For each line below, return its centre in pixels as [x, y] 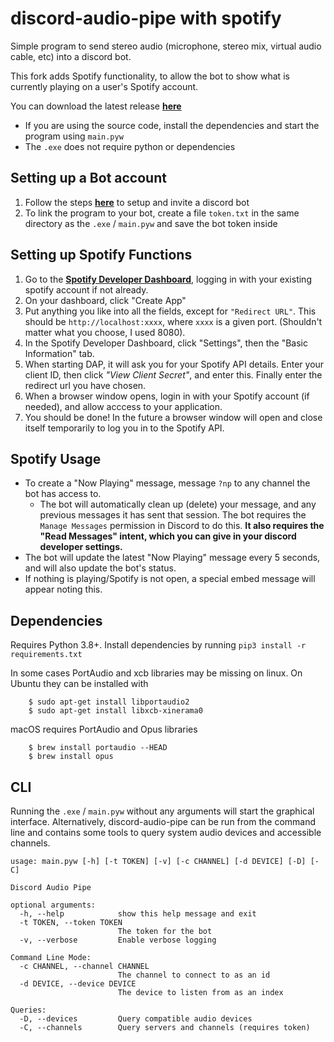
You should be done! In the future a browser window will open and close [173, 417]
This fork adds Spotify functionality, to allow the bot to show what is [150, 76]
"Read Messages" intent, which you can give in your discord [168, 536]
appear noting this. [63, 589]
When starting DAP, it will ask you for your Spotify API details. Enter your [174, 364]
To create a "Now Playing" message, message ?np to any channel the [167, 483]
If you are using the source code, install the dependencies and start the [172, 125]
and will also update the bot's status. [100, 568]
